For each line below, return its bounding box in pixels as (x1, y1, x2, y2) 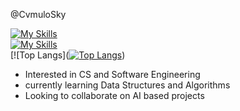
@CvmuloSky (10, 9, 67, 20)
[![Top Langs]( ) (10, 49, 126, 61)
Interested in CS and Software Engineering (24, 69, 201, 80)
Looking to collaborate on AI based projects (24, 90, 205, 101)
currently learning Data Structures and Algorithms (24, 79, 231, 91)
